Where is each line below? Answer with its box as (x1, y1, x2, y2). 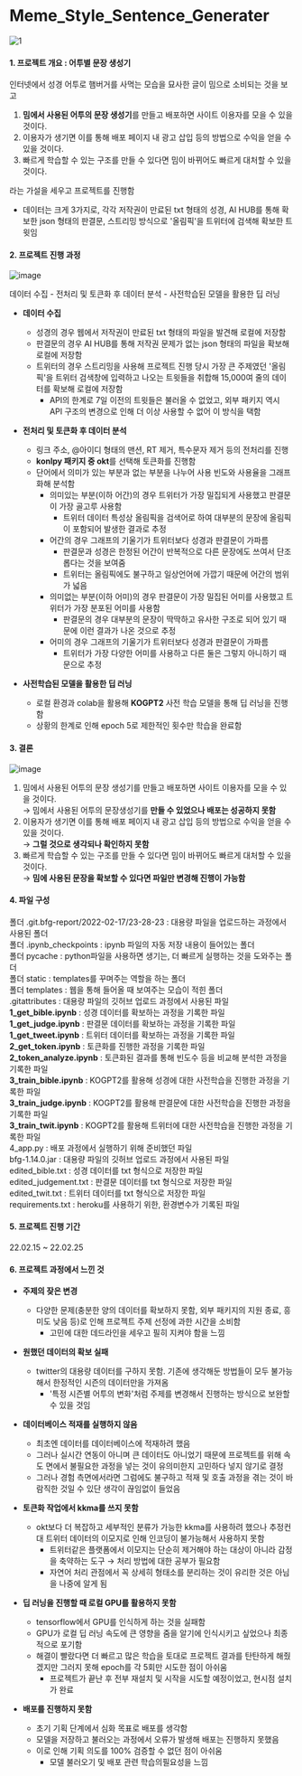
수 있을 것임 (49, 1400, 91, 1411)
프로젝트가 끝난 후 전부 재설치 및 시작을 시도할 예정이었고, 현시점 (49, 1673, 276, 1684)
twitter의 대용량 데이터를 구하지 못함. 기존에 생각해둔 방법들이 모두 (35, 1366, 270, 1377)
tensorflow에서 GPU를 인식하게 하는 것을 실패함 (35, 1617, 206, 1628)
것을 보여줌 (87, 558, 126, 569)
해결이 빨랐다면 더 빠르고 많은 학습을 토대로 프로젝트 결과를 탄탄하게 (35, 1650, 275, 1661)
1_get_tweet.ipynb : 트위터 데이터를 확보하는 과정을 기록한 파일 (9, 1029, 236, 1040)
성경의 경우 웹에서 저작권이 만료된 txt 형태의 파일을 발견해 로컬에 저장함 (35, 327, 287, 338)
